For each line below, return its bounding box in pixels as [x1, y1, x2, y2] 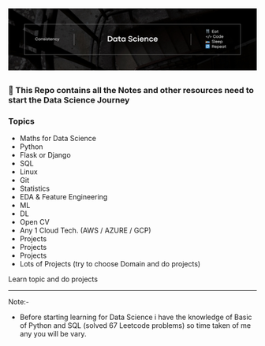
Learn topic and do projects [8, 274, 99, 284]
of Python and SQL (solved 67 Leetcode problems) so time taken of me [19, 321, 251, 330]
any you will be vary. [19, 329, 87, 339]
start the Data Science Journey [8, 95, 130, 106]
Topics [8, 116, 35, 127]
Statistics [19, 184, 50, 193]
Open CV [19, 218, 50, 227]
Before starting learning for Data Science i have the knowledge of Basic [19, 312, 252, 322]
